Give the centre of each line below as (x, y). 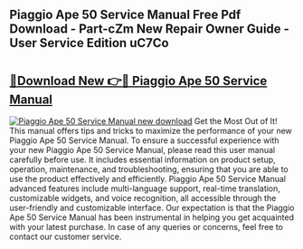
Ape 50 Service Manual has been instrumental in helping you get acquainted (152, 217)
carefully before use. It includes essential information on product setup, (142, 159)
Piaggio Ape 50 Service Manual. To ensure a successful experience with (144, 140)
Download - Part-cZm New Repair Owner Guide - (149, 29)
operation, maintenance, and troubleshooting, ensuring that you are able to (149, 169)
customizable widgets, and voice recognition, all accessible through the (143, 198)
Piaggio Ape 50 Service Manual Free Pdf (125, 15)
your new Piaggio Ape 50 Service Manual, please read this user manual (142, 150)
